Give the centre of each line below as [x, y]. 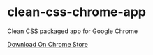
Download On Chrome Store [48, 44]
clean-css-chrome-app [77, 12]
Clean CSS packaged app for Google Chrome [73, 31]
